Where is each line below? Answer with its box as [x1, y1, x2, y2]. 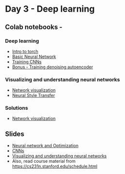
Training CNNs [12, 58, 42, 64]
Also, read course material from [12, 158, 76, 164]
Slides [5, 130, 24, 138]
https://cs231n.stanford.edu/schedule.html [12, 163, 98, 169]
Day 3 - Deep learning [5, 3, 95, 15]
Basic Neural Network [12, 54, 56, 59]
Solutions [5, 105, 28, 112]
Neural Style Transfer [12, 93, 55, 98]
